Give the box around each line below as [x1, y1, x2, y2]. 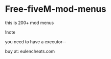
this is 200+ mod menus [5, 20, 54, 26]
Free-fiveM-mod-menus [5, 3, 107, 15]
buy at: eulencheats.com [5, 48, 55, 54]
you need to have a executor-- [5, 38, 67, 45]
